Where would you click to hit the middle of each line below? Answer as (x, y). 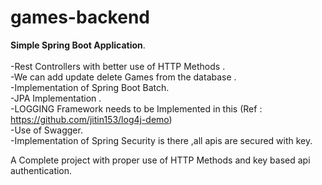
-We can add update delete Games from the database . (123, 77)
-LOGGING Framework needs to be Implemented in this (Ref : (136, 108)
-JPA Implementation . (56, 98)
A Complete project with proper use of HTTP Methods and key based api (160, 160)
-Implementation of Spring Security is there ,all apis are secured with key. (161, 140)
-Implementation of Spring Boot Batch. (90, 87)
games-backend (80, 17)
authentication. (41, 170)
